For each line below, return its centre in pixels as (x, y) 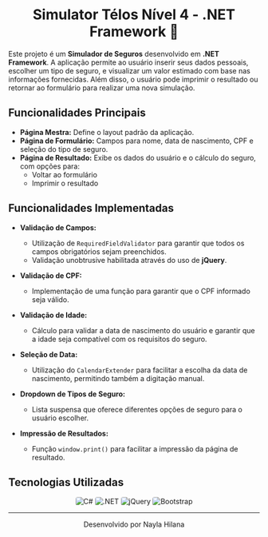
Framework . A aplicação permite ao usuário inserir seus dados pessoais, (128, 62)
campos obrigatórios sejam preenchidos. (99, 251)
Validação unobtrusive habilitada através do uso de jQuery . (129, 260)
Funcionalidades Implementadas (91, 208)
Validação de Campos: (58, 227)
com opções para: (49, 166)
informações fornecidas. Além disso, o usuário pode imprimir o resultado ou (133, 79)
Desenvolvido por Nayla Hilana (134, 524)
